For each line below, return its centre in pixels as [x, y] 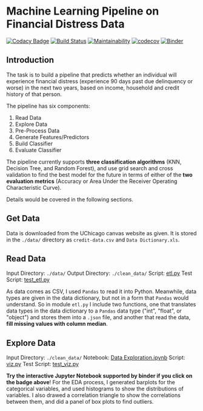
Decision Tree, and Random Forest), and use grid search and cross [90, 168]
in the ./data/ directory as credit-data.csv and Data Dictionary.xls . [93, 240]
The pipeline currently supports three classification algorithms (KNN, [94, 162]
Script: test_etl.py [28, 280]
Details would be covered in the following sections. [70, 199]
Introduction [30, 60]
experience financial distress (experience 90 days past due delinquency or [100, 81]
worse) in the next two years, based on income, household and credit [93, 88]
